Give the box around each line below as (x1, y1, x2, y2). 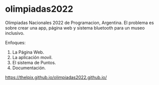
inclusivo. (5, 30, 25, 36)
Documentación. (12, 65, 46, 71)
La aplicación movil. (12, 54, 53, 60)
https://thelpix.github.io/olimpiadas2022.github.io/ (5, 74, 107, 80)
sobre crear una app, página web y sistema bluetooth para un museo (5, 25, 145, 30)
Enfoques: (5, 39, 26, 45)
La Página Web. (12, 49, 44, 55)
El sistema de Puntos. (12, 59, 56, 65)
